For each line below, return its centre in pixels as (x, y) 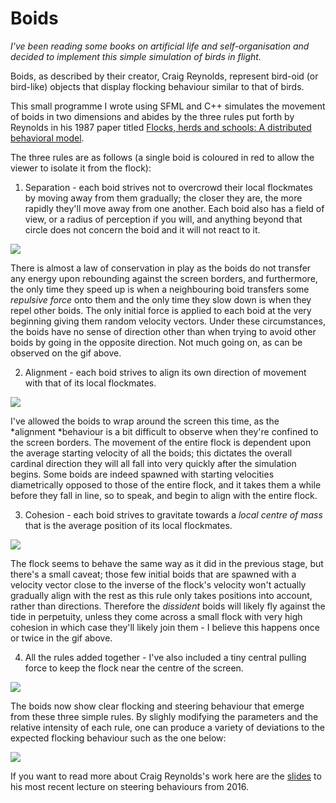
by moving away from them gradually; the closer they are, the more (163, 198)
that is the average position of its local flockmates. (128, 525)
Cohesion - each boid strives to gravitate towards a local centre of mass (173, 514)
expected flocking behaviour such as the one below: (118, 738)
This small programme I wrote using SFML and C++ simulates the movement (168, 106)
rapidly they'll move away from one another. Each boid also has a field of (174, 208)
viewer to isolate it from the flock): (81, 168)
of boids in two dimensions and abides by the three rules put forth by (152, 116)
